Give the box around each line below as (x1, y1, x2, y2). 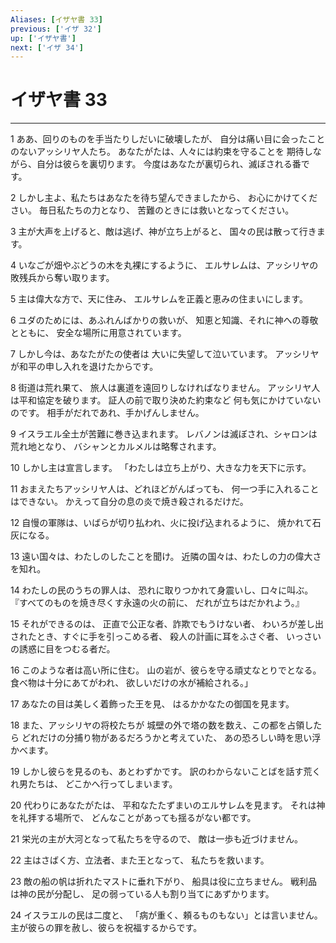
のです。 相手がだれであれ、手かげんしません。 (10, 407, 205, 419)
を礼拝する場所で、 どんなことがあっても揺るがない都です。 (10, 812, 257, 824)
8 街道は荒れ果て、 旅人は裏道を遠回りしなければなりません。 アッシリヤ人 (10, 382, 321, 394)
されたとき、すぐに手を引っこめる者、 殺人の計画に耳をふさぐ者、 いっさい (10, 631, 322, 643)
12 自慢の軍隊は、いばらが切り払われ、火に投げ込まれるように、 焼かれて (10, 517, 313, 529)
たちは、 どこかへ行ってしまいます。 (27, 778, 178, 790)
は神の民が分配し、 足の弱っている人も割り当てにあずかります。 (10, 888, 275, 900)
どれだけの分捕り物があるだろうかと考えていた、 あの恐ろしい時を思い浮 (21, 732, 322, 744)
